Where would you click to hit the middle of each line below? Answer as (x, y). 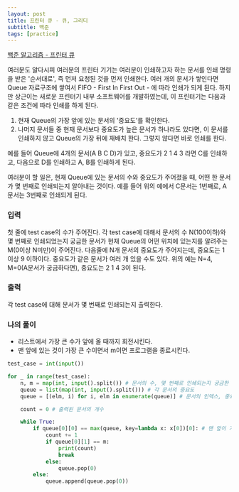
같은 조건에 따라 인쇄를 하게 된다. (53, 105)
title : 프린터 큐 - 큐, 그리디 (48, 21)
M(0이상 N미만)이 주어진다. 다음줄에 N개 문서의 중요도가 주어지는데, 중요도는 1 (116, 250)
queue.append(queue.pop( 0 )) (87, 481)
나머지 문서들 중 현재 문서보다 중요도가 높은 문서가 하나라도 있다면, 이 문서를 (123, 129)
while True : (38, 422)
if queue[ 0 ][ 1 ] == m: (78, 442)
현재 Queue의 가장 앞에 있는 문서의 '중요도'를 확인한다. (94, 121)
